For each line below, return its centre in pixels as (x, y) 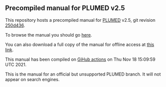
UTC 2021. (16, 64)
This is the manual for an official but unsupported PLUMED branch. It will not (83, 74)
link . (9, 49)
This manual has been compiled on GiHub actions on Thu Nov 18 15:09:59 (80, 59)
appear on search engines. (33, 79)
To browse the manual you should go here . (49, 35)
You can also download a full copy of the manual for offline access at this (80, 44)
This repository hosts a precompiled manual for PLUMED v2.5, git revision (80, 20)
